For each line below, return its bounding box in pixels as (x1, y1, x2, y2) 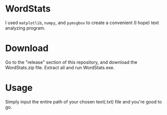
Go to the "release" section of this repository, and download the (5, 59, 137, 65)
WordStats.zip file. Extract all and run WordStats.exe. (5, 64, 115, 70)
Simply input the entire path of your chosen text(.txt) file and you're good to (5, 98, 162, 104)
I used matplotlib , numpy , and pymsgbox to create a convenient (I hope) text (5, 20, 159, 26)
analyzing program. (5, 25, 46, 31)
